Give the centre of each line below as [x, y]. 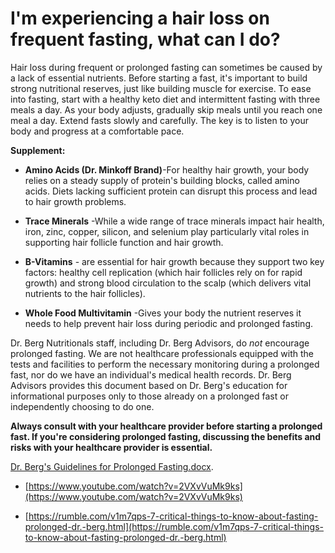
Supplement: [38, 150]
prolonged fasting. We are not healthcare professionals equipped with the [162, 353]
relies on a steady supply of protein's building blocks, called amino [162, 180]
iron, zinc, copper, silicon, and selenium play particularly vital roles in [167, 231]
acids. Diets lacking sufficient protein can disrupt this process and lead [171, 191]
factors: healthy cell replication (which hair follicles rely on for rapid [163, 272]
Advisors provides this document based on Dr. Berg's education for [149, 385]
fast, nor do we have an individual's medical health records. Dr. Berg [151, 374]
